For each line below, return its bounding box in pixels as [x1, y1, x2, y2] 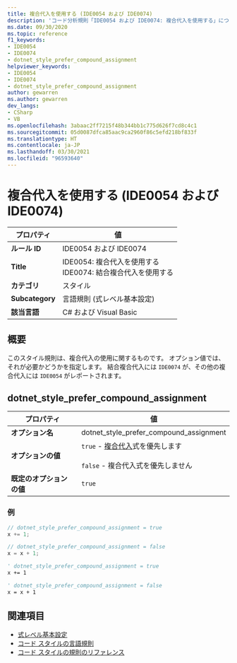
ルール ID [11, 243, 42, 253]
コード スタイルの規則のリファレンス [17, 647, 125, 656]
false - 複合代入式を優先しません [80, 461, 193, 471]
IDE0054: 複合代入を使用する [62, 257, 160, 266]
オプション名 [11, 428, 54, 438]
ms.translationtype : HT [7, 135, 78, 142]
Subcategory [11, 293, 56, 303]
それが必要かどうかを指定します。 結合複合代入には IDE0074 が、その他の [7, 362, 220, 371]
